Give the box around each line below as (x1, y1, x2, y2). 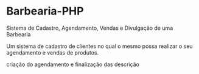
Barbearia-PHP (6, 4, 84, 18)
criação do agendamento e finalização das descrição (6, 61, 140, 68)
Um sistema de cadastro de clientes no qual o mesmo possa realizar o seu (6, 42, 193, 50)
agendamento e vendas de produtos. (6, 49, 99, 56)
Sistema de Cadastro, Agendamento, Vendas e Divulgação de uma (6, 24, 173, 32)
